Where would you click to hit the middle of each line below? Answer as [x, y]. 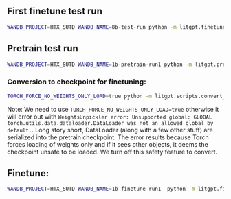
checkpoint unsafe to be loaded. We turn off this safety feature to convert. [112, 152]
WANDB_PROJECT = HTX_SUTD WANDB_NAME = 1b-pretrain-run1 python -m [100, 65]
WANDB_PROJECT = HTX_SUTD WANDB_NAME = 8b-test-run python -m [92, 27]
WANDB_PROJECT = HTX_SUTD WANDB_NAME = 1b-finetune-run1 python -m [101, 189]
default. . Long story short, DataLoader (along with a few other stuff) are [110, 130]
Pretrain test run [43, 48]
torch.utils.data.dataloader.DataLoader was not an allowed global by [110, 123]
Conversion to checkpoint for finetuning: [77, 82]
